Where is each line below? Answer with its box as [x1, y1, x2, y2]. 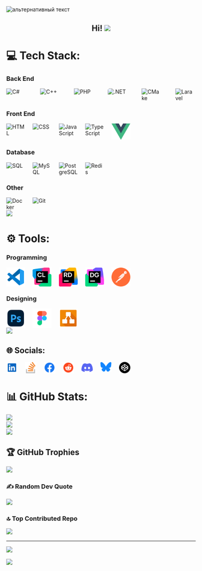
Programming [6, 254, 47, 262]
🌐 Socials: [6, 345, 46, 356]
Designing [6, 295, 37, 303]
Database [6, 148, 35, 156]
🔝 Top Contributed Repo [6, 514, 78, 523]
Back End [6, 74, 34, 83]
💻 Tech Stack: [6, 48, 81, 62]
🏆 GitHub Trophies [6, 447, 80, 458]
